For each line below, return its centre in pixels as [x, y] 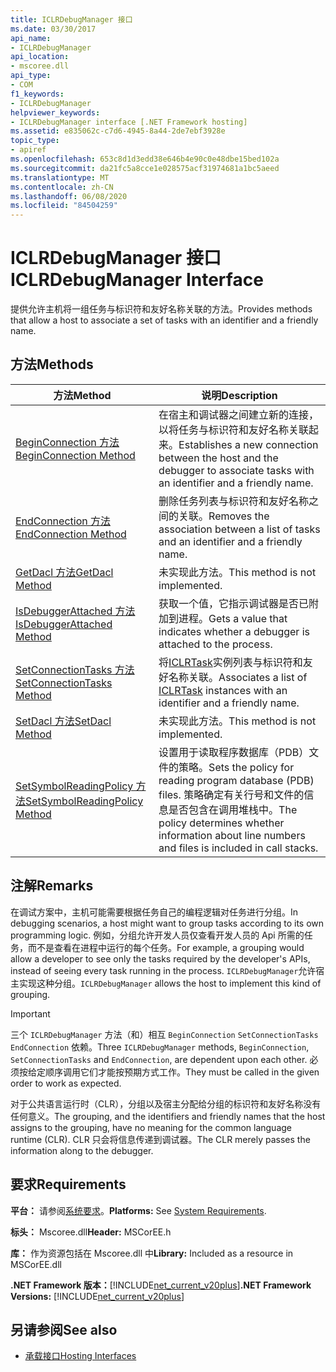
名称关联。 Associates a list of [238, 677]
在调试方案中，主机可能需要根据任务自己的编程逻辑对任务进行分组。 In [154, 912]
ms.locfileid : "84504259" [64, 206]
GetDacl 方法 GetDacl [64, 572]
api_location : [40, 57]
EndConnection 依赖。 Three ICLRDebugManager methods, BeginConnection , [160, 1047]
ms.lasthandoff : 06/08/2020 [69, 196]
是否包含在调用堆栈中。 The [233, 809]
